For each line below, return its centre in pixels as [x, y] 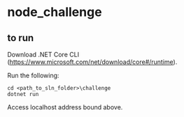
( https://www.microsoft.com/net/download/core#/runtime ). [92, 62]
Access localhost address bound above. [65, 107]
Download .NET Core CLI [43, 54]
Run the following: [33, 75]
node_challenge [55, 12]
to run [21, 38]
